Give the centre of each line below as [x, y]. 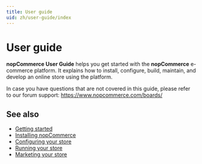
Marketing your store [41, 154]
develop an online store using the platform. [59, 77]
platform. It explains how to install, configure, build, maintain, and [115, 71]
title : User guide [29, 12]
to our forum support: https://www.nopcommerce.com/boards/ [84, 95]
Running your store [39, 148]
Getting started [34, 129]
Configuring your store [43, 142]
